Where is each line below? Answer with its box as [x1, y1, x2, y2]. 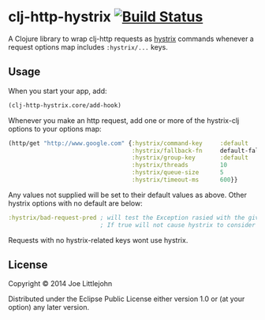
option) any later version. [8, 303, 89, 312]
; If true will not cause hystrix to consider [99, 221, 256, 229]
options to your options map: [8, 124, 102, 133]
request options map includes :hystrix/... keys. [8, 42, 168, 51]
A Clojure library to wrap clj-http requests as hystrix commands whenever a [8, 34, 254, 43]
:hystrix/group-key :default [131, 154, 248, 162]
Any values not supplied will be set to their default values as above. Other [8, 190, 247, 199]
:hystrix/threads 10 [131, 162, 227, 169]
